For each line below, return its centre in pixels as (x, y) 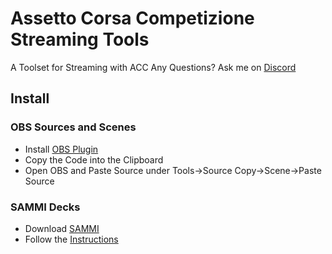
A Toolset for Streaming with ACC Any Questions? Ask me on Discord (153, 67)
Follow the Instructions (71, 239)
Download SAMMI (62, 228)
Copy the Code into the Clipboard (94, 159)
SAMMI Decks (45, 207)
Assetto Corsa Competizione (132, 18)
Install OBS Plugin (61, 149)
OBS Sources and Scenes (73, 127)
